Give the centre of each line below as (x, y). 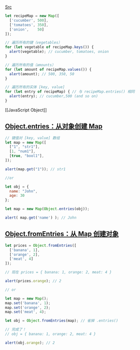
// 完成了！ (16, 330)
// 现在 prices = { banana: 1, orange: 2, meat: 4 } (58, 272)
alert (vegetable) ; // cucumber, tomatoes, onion (59, 52)
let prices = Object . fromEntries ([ (41, 245)
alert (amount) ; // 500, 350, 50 (42, 74)
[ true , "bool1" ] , (27, 156)
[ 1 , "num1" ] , (22, 151)
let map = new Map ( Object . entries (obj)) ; (47, 209)
